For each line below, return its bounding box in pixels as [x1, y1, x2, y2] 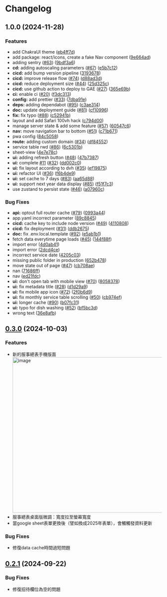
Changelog [5, 3, 52, 14]
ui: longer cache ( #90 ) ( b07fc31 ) [12, 299, 80, 305]
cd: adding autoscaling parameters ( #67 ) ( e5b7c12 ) [12, 65, 118, 71]
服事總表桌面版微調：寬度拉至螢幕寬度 [12, 514, 91, 520]
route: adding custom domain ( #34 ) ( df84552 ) [12, 139, 108, 145]
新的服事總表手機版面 [12, 351, 56, 357]
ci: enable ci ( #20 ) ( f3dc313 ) [12, 91, 72, 97]
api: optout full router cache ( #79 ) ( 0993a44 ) [12, 210, 106, 216]
